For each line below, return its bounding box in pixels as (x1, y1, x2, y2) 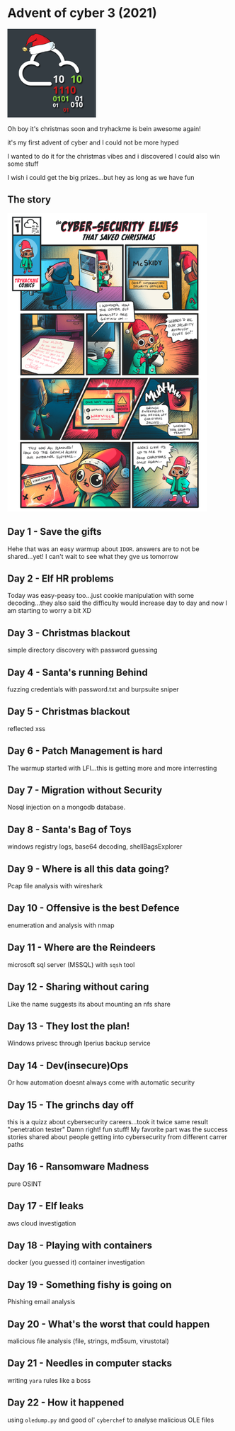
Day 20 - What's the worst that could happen (7, 1318, 210, 1330)
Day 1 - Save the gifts (7, 526, 102, 538)
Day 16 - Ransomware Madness (7, 1160, 149, 1173)
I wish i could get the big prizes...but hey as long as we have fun (7, 173, 195, 181)
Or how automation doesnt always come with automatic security (7, 1078, 195, 1087)
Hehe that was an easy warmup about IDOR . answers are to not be (7, 544, 200, 553)
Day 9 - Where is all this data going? (7, 863, 170, 875)
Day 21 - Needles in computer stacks (7, 1357, 172, 1369)
